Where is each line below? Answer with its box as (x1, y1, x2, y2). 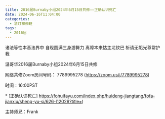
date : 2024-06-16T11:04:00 (5, 12, 61, 17)
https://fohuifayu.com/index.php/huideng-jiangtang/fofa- (39, 93, 155, 99)
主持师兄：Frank (5, 109, 39, 115)
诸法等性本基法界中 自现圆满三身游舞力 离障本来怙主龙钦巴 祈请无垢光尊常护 (5, 45, 161, 50)
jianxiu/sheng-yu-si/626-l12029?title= (5, 99, 82, 104)
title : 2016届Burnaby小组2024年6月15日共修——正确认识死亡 (5, 7, 117, 12)
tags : (5, 26, 16, 31)
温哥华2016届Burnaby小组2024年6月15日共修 (5, 61, 98, 67)
